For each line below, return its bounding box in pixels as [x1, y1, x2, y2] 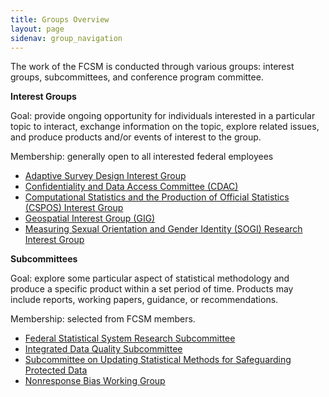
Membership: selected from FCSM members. [10, 313, 196, 325]
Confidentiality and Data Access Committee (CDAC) [24, 181, 239, 193]
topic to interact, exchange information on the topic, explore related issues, [10, 121, 320, 133]
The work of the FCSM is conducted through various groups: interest [10, 61, 295, 73]
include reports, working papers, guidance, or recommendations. [10, 294, 279, 306]
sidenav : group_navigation [10, 33, 123, 43]
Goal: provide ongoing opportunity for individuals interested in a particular [10, 110, 316, 122]
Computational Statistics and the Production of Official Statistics [24, 191, 290, 203]
